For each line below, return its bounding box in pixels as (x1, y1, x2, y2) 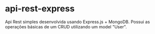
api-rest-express (5, 3, 75, 14)
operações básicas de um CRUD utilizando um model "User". (5, 24, 127, 29)
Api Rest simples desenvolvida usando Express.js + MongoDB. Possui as (5, 19, 150, 25)
